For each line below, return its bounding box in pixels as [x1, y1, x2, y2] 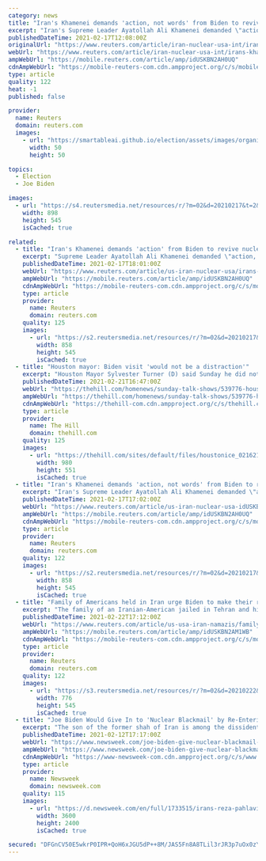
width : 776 [36, 694, 73, 702]
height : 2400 [36, 819, 80, 827]
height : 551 [36, 466, 77, 474]
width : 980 [36, 458, 73, 467]
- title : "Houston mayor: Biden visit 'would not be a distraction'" [15, 363, 249, 371]
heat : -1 [8, 85, 37, 93]
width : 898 [22, 209, 59, 217]
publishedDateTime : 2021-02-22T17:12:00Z [22, 613, 161, 621]
